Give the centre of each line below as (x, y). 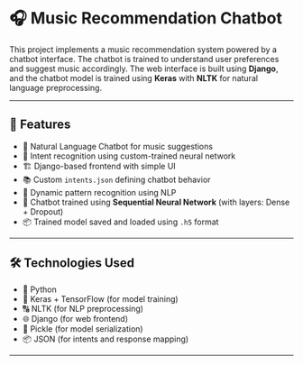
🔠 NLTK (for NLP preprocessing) (83, 308)
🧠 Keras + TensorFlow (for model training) (100, 298)
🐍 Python (39, 289)
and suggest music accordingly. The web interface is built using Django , (144, 68)
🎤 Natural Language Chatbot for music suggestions (118, 146)
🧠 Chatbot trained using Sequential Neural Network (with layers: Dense (156, 202)
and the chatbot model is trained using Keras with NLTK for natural (134, 78)
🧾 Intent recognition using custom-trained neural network (129, 156)
